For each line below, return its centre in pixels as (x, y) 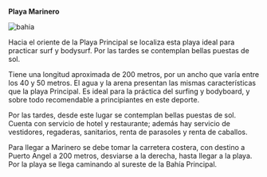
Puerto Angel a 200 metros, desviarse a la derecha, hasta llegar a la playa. (130, 156)
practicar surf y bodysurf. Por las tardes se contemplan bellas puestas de (129, 50)
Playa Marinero (34, 12)
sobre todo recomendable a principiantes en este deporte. (104, 100)
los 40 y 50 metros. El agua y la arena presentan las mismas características (132, 83)
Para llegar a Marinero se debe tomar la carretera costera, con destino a (127, 147)
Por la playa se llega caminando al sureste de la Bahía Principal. (113, 164)
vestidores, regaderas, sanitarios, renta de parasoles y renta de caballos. (128, 132)
